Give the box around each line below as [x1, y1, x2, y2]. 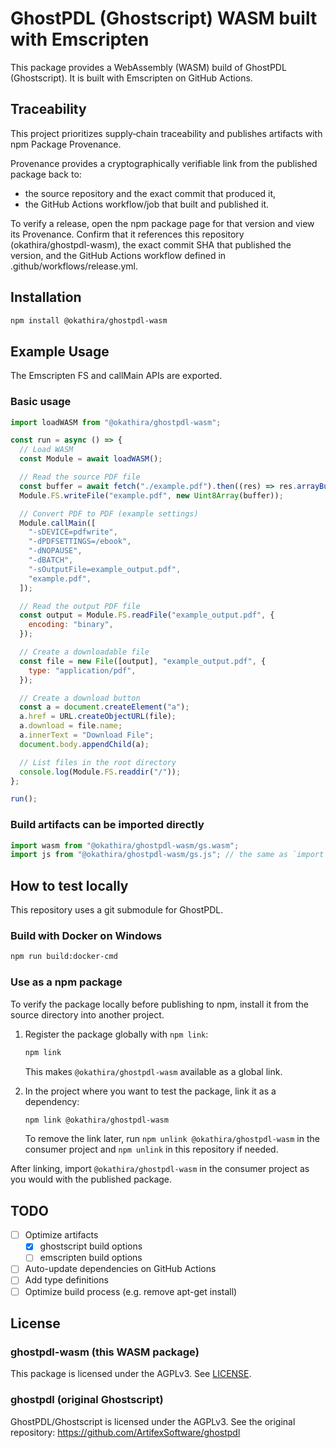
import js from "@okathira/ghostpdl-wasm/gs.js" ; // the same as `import [10, 850, 325, 860]
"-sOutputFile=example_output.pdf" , [28, 564, 182, 574]
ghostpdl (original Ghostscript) [10, 1393, 164, 1407]
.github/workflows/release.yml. [10, 260, 139, 272]
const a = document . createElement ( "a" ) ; [19, 702, 190, 712]
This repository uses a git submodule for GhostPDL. [10, 904, 224, 916]
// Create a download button [19, 693, 141, 703]
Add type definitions [24, 1274, 109, 1286]
